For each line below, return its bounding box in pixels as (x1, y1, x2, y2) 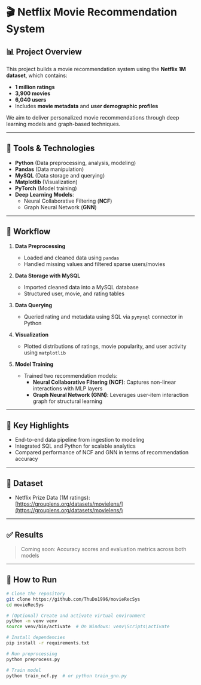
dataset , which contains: (6, 72, 68, 79)
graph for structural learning (32, 397, 103, 405)
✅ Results (6, 530, 44, 540)
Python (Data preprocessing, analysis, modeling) (14, 159, 136, 166)
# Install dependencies (6, 635, 66, 641)
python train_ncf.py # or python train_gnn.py (6, 672, 127, 679)
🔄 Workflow (6, 227, 51, 237)
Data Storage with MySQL (14, 272, 81, 279)
